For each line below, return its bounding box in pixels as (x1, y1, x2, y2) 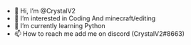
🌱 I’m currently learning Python (14, 22, 105, 30)
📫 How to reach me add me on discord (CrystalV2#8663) (14, 30, 185, 38)
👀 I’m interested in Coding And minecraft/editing (14, 14, 156, 22)
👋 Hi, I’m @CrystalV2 (14, 7, 76, 15)
